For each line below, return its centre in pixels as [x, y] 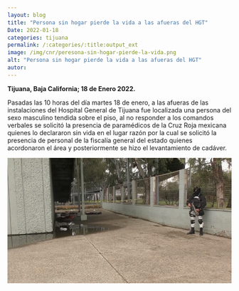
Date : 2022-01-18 [33, 30]
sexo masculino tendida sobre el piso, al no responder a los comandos [111, 117]
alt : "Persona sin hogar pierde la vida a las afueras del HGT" [105, 60]
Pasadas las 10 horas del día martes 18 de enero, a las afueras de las [108, 102]
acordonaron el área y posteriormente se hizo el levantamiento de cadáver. [117, 148]
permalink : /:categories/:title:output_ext [73, 45]
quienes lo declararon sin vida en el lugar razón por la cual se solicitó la [112, 132]
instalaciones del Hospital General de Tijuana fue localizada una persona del [119, 110]
